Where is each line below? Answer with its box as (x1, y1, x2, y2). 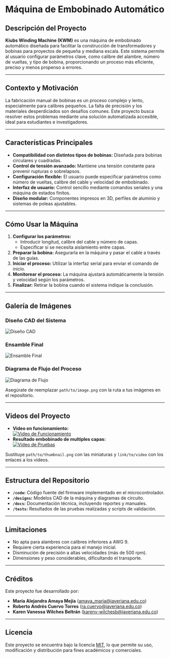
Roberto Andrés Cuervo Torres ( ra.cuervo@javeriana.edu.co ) (12, 603, 142, 609)
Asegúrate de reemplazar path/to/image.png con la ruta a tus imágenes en (5, 386, 161, 393)
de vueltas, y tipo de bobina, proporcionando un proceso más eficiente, (5, 59, 154, 65)
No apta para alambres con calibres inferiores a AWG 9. (12, 539, 129, 545)
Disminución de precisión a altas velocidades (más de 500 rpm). (12, 550, 147, 556)
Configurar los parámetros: (12, 233, 72, 240)
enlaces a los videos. (5, 457, 49, 463)
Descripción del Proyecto (5, 24, 87, 33)
